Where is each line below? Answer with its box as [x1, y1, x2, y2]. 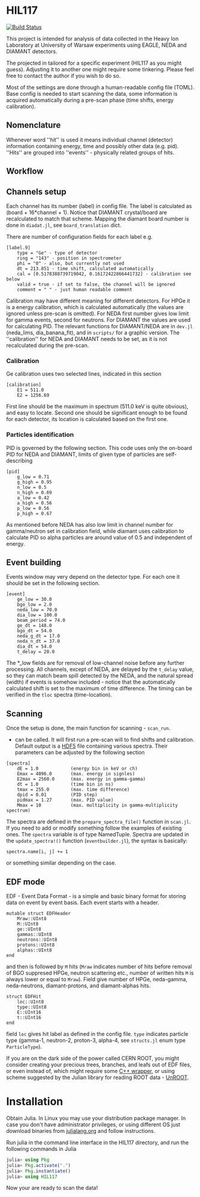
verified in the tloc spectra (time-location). [6, 691, 113, 699]
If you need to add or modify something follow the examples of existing [6, 824, 182, 832]
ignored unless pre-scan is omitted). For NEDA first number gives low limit [6, 310, 189, 317]
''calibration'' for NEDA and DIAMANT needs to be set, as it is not [6, 335, 168, 342]
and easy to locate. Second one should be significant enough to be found [6, 409, 187, 416]
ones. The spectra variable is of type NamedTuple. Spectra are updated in [6, 831, 189, 838]
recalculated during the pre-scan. [6, 341, 89, 349]
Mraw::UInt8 [17, 915, 47, 921]
